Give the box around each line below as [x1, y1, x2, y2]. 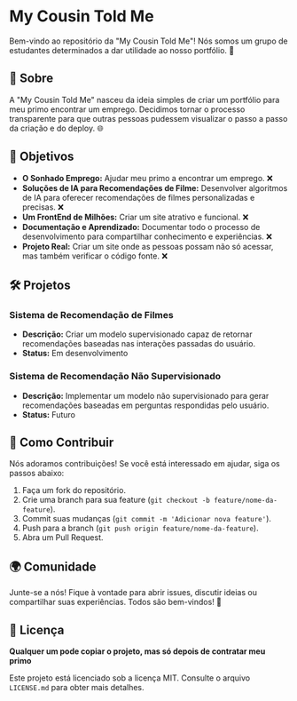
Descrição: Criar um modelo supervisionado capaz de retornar [21, 329, 253, 339]
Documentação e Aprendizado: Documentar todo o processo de [21, 221, 261, 232]
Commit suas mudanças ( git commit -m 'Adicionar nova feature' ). [21, 514, 272, 524]
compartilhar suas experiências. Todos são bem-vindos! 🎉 [9, 597, 223, 608]
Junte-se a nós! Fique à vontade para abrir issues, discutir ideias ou [9, 587, 257, 598]
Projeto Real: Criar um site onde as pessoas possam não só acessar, [21, 241, 274, 251]
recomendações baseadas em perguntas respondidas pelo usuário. [21, 400, 270, 410]
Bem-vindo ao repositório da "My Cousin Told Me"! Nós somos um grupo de [9, 36, 288, 46]
